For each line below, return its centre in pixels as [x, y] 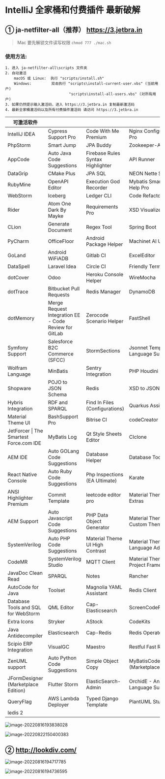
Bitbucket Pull [64, 289]
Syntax [94, 160]
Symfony [18, 348]
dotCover [18, 278]
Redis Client [143, 590]
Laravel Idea [62, 266]
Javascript [60, 519]
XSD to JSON [144, 389]
